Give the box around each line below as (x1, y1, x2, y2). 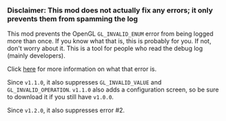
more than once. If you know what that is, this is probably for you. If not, (7, 37, 212, 45)
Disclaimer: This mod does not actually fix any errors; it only (7, 5, 214, 15)
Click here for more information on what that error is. (7, 65, 157, 74)
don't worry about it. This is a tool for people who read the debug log (7, 44, 203, 53)
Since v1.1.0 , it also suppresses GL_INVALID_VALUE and (7, 78, 162, 87)
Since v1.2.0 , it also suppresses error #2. (7, 106, 125, 115)
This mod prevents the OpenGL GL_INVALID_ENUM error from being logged (7, 30, 214, 38)
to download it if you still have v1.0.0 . (7, 93, 114, 101)
